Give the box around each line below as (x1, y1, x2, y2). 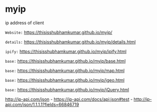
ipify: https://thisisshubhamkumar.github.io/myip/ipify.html (5, 48, 127, 54)
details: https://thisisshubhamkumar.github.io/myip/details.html (5, 38, 136, 45)
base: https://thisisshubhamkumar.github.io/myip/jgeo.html (5, 77, 125, 83)
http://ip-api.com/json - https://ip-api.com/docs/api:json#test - (5, 96, 133, 102)
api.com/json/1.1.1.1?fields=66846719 (5, 101, 79, 107)
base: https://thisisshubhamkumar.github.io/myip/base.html (5, 58, 126, 64)
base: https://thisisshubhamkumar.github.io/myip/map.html (5, 68, 125, 74)
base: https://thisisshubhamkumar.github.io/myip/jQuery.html (5, 86, 129, 92)
